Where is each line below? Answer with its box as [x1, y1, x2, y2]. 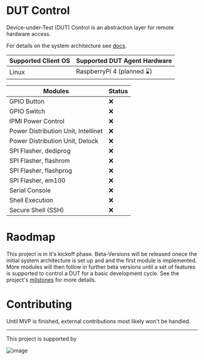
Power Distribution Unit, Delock [9, 136, 99, 145]
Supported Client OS [9, 56, 70, 64]
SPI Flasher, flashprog [9, 166, 72, 175]
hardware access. [6, 30, 52, 37]
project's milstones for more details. [6, 276, 97, 283]
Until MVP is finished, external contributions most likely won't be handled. [6, 317, 191, 325]
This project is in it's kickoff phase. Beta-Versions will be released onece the [6, 250, 197, 257]
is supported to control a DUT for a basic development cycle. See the [6, 269, 179, 277]
